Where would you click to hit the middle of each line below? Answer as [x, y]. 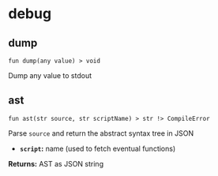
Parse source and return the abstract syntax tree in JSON [101, 133]
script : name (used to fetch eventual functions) [98, 148]
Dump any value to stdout [50, 75]
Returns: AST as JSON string [56, 163]
